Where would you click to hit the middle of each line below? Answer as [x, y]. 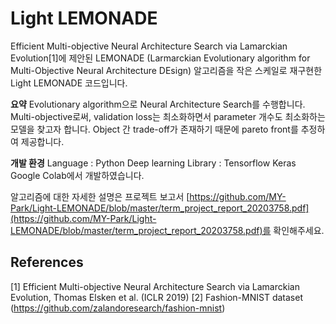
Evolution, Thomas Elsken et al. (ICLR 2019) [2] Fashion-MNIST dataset [156, 297]
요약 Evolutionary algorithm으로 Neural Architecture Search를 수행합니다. [158, 104]
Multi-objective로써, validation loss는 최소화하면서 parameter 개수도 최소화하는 [168, 116]
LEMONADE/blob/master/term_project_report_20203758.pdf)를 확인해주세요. [167, 230]
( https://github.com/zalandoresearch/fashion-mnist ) [118, 308]
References [47, 262]
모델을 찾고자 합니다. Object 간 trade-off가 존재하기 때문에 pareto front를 [154, 129]
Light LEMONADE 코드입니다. [69, 83]
